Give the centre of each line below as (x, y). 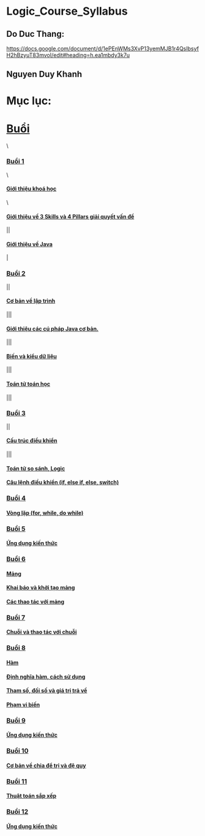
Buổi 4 (16, 499)
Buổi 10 (17, 751)
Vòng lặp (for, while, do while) (45, 513)
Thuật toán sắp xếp (32, 796)
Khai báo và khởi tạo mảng (41, 588)
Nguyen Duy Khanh (44, 74)
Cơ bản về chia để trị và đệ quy (46, 765)
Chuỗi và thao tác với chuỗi (42, 632)
